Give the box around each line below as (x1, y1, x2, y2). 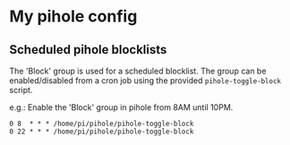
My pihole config (9, 6, 138, 27)
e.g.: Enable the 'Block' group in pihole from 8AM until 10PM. (9, 102, 234, 113)
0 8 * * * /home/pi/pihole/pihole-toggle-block (9, 119, 194, 128)
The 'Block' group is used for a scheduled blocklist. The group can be (9, 65, 267, 76)
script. (9, 85, 33, 95)
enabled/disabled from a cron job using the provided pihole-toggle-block (9, 75, 282, 86)
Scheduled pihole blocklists (9, 42, 167, 57)
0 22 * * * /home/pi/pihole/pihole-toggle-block (9, 127, 194, 136)
